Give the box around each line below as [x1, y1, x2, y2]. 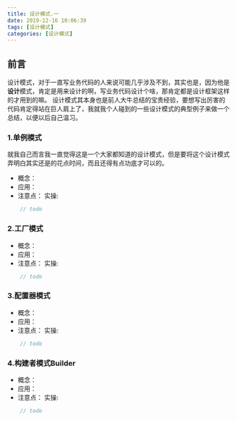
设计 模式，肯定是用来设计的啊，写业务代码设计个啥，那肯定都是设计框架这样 [7, 87, 230, 95]
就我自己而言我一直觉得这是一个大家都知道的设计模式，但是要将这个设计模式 [7, 150, 230, 159]
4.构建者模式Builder [7, 358, 76, 368]
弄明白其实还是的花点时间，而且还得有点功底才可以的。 [7, 159, 168, 167]
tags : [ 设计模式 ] [7, 23, 54, 30]
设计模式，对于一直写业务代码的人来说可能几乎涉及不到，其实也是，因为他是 [7, 78, 230, 87]
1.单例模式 [7, 132, 42, 142]
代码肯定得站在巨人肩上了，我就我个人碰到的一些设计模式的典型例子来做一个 [7, 105, 230, 113]
